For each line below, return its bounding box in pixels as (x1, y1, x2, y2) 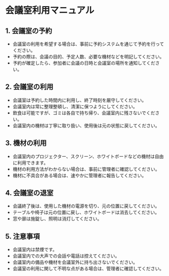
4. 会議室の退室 (5, 189, 53, 197)
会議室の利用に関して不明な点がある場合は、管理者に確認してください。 (12, 265, 164, 272)
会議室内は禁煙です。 (12, 247, 58, 253)
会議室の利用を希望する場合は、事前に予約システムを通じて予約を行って (12, 41, 164, 47)
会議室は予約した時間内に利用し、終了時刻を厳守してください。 (12, 97, 147, 103)
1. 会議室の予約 (5, 26, 52, 35)
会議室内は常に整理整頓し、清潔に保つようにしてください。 (12, 103, 137, 109)
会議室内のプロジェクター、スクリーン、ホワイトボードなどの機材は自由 (12, 153, 164, 159)
